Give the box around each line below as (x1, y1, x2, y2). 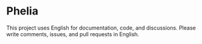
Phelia (6, 4, 38, 18)
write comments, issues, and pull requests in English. (6, 30, 139, 37)
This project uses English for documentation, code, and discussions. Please (6, 24, 196, 31)
